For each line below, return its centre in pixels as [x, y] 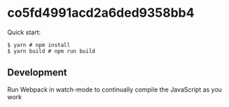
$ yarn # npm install [39, 45]
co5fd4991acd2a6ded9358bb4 [101, 13]
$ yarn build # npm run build [51, 51]
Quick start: [24, 32]
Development [37, 72]
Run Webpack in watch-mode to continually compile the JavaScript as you [115, 90]
